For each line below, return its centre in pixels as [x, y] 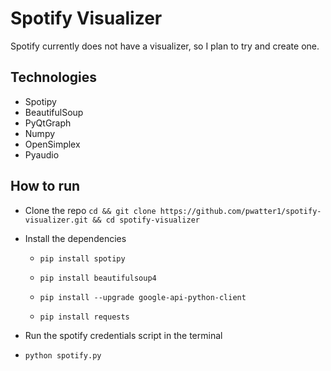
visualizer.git [56, 220]
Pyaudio [42, 154]
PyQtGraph [48, 123]
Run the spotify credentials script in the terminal [123, 335]
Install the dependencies [75, 238]
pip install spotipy [82, 258]
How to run [45, 186]
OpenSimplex [52, 144]
